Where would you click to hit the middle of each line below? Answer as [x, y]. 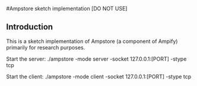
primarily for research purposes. [46, 47]
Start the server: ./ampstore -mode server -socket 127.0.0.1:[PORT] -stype [96, 59]
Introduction [30, 27]
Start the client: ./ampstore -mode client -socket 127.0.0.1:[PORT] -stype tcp [99, 77]
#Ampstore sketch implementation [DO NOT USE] [67, 9]
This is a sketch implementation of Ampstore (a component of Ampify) [92, 41]
